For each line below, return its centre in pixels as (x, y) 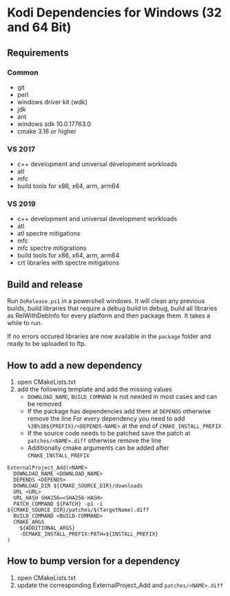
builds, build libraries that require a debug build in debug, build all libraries (112, 309)
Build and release (45, 284)
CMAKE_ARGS (29, 522)
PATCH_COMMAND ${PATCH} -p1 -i (58, 504)
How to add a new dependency (75, 366)
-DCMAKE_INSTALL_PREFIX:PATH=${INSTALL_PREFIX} (89, 534)
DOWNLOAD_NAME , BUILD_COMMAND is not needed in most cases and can (122, 397)
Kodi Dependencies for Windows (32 (115, 13)
